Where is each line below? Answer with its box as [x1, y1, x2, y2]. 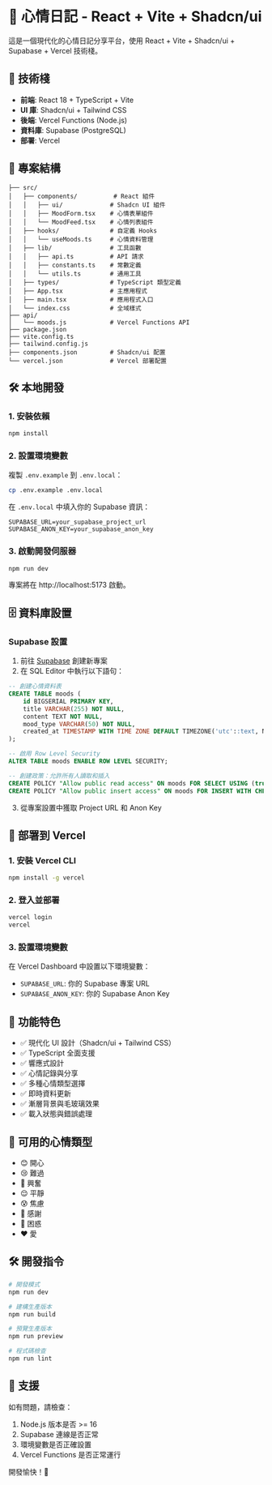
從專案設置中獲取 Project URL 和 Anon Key [19, 802, 162, 812]
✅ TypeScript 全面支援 [19, 1048, 96, 1058]
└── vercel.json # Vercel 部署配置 [8, 357, 168, 365]
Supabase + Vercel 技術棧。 [8, 45, 103, 55]
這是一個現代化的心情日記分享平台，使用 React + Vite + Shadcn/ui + [8, 36, 236, 45]
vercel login [8, 914, 53, 922]
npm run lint [8, 1354, 53, 1363]
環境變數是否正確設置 [19, 1440, 91, 1449]
